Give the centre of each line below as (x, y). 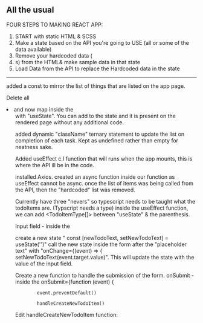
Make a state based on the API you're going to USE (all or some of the (102, 42)
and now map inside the (44, 109)
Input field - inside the (43, 226)
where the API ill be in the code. (55, 165)
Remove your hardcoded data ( (53, 55)
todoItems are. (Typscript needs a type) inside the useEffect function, (101, 208)
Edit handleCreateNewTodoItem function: (66, 315)
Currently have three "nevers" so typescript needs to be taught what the (105, 201)
